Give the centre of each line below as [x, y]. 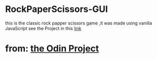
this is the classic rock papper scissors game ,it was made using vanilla [79, 23]
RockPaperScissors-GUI [57, 9]
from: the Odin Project [52, 49]
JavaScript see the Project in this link [43, 28]
